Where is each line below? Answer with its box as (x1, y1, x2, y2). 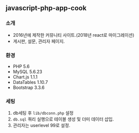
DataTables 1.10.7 (12, 79, 48, 85)
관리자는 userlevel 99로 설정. (12, 123, 70, 129)
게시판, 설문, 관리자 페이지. (12, 38, 65, 44)
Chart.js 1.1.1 (12, 74, 38, 80)
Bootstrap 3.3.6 (12, 84, 45, 90)
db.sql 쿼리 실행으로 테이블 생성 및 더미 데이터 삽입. (12, 116, 114, 122)
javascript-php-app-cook (5, 4, 87, 12)
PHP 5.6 (12, 63, 30, 69)
